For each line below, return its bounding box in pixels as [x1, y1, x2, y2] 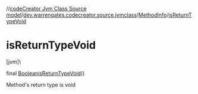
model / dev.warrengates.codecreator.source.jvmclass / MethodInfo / [6, 11, 169, 18]
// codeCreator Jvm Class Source [6, 5, 87, 12]
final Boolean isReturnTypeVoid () [6, 70, 85, 77]
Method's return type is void [6, 81, 76, 88]
